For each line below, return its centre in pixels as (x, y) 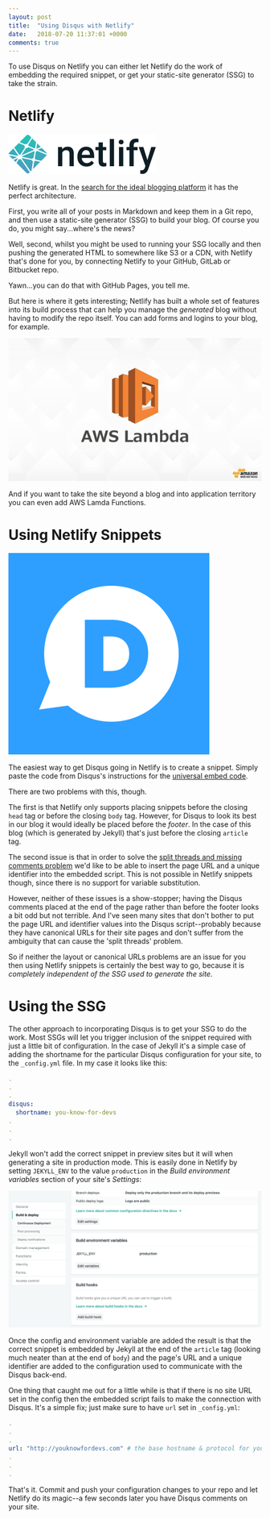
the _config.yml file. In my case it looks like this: (88, 1063)
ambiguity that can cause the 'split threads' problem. (96, 941)
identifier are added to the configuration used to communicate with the (125, 1366)
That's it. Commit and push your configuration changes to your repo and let (133, 1489)
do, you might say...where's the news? (72, 229)
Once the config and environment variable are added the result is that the (130, 1340)
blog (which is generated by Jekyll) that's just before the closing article (129, 832)
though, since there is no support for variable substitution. (104, 882)
